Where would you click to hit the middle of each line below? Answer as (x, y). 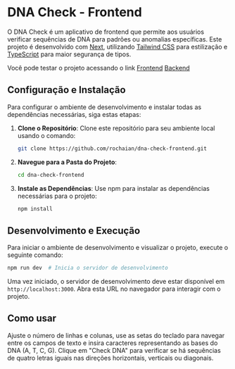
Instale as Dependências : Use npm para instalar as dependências (113, 188)
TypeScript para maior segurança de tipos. (69, 54)
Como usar (32, 319)
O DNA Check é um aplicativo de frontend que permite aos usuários (106, 32)
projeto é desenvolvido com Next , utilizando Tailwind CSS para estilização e (118, 46)
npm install (35, 208)
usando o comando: (46, 135)
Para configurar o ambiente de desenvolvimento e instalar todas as (104, 107)
